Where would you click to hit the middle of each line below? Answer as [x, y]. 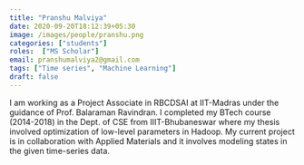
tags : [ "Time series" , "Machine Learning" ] [93, 69]
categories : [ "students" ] [58, 43]
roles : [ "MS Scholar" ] [54, 52]
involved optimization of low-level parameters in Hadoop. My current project [152, 131]
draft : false [34, 77]
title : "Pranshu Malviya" [58, 18]
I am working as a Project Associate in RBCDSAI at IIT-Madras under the [144, 102]
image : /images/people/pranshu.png [77, 34]
